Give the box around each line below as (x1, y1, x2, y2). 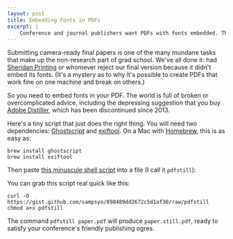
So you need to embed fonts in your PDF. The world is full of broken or (7, 91, 209, 100)
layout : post (7, 10, 45, 17)
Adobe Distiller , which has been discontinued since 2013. (7, 106, 171, 114)
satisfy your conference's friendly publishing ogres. (7, 224, 155, 233)
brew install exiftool (7, 154, 73, 161)
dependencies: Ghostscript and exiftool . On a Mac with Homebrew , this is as (7, 127, 225, 135)
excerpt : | (7, 23, 39, 30)
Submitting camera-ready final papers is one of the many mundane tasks (7, 48, 216, 57)
